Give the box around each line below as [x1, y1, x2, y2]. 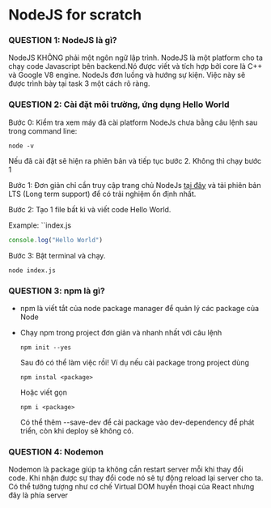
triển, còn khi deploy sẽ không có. [19, 425, 134, 435]
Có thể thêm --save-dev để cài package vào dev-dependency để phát [19, 417, 255, 427]
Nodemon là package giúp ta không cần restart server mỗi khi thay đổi [8, 464, 244, 475]
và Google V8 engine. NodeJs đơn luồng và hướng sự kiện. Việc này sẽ [8, 70, 246, 80]
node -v [8, 142, 35, 150]
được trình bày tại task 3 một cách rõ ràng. [8, 79, 150, 88]
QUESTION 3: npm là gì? [8, 285, 105, 297]
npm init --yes [19, 343, 72, 352]
